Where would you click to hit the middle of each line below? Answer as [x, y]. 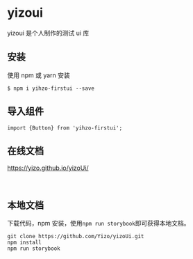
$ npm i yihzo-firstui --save [51, 88]
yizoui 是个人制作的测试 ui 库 [48, 33]
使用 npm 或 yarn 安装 [39, 75]
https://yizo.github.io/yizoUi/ [48, 168]
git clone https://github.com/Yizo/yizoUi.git [76, 237]
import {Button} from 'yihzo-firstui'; [65, 128]
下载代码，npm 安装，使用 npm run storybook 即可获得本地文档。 [99, 223]
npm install [24, 243]
